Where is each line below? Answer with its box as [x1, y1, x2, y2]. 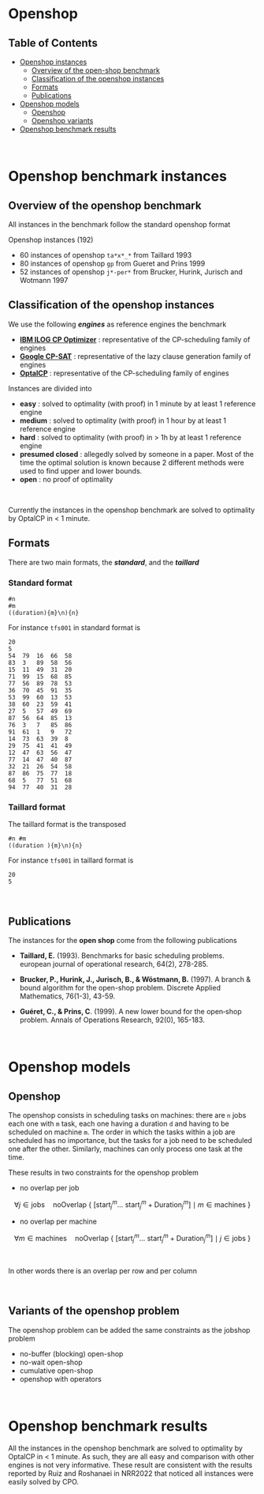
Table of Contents [8, 36, 99, 50]
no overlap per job [19, 1183, 80, 1193]
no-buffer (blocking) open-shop [19, 1349, 124, 1358]
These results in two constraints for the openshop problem [8, 1168, 199, 1178]
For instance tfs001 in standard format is [8, 622, 140, 632]
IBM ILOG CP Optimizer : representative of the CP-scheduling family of [19, 334, 251, 344]
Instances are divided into [8, 383, 92, 393]
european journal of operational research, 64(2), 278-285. [19, 960, 209, 969]
